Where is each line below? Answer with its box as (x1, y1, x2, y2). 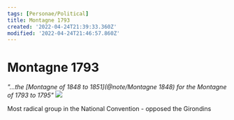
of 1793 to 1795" (7, 91, 54, 100)
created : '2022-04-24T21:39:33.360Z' (7, 23, 117, 30)
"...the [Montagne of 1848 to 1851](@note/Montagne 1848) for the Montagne (7, 83, 227, 91)
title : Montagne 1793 (7, 17, 71, 24)
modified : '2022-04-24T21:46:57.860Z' (7, 29, 120, 37)
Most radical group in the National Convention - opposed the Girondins (7, 105, 212, 113)
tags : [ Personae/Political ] (7, 10, 89, 17)
